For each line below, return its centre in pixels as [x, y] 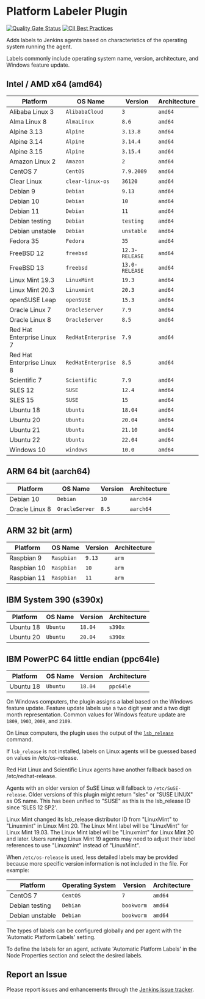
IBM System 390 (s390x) [55, 600]
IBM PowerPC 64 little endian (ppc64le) [83, 659]
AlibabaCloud [85, 112]
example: [18, 870]
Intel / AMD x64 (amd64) [54, 84]
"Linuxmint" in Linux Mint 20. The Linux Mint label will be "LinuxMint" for [97, 826]
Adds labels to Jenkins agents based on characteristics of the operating [97, 40]
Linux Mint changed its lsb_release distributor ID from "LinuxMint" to [92, 819]
